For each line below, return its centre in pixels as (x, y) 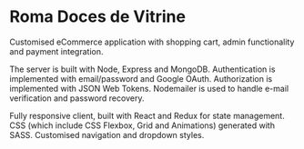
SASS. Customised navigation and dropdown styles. (107, 134)
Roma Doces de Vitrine (98, 17)
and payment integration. (56, 51)
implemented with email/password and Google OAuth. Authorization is (141, 78)
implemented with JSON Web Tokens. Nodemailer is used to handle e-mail (149, 88)
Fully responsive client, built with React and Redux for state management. (147, 115)
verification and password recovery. (77, 98)
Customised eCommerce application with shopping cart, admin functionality (152, 42)
